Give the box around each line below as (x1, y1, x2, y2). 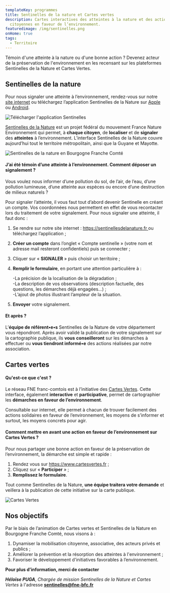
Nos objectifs (5, 512, 49, 520)
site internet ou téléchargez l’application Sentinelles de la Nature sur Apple (5, 99, 161, 105)
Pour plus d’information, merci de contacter (5, 566, 100, 572)
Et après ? (5, 313, 27, 319)
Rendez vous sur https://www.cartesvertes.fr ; (12, 461, 109, 467)
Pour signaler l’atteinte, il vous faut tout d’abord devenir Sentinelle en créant (5, 199, 163, 205)
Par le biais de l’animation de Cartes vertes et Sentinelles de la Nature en (5, 525, 157, 531)
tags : (5, 36, 17, 41)
